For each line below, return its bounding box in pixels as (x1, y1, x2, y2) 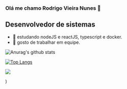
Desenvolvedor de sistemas (5, 20, 96, 29)
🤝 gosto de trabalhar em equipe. (12, 39, 80, 45)
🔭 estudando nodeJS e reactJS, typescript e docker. (12, 34, 122, 40)
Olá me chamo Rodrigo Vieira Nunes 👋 (5, 5, 101, 12)
